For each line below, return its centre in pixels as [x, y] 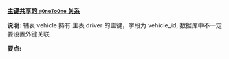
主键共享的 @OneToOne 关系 [44, 11]
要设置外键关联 [28, 34]
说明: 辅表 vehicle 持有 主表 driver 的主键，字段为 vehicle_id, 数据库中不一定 [115, 25]
